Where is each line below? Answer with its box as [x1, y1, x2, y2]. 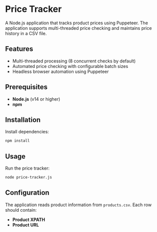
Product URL [12, 222, 39, 228]
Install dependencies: [5, 129, 49, 135]
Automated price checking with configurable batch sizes [12, 63, 128, 69]
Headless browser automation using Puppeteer [12, 68, 109, 74]
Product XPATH [12, 217, 46, 223]
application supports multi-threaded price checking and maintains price [5, 25, 152, 31]
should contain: [5, 207, 37, 213]
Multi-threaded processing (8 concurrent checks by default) [12, 58, 136, 64]
